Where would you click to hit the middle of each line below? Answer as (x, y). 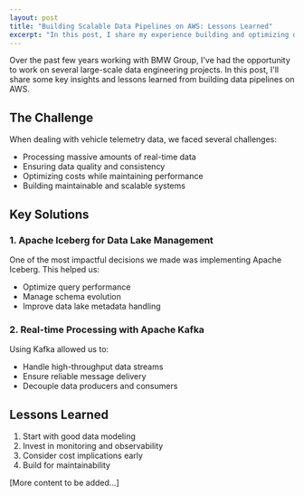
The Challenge (52, 117)
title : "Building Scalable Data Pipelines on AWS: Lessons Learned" (141, 26)
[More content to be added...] (64, 482)
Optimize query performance (76, 287)
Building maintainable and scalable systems (104, 186)
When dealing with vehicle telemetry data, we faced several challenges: (143, 139)
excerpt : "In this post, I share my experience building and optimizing (149, 34)
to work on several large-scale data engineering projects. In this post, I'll (144, 70)
